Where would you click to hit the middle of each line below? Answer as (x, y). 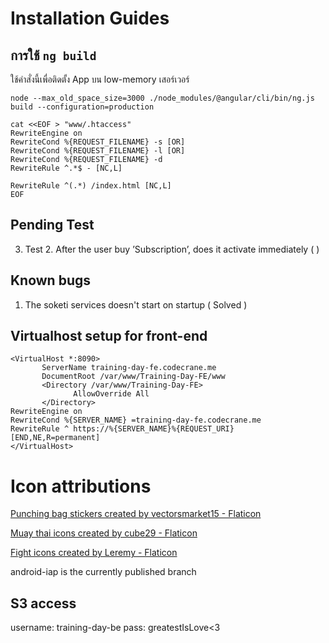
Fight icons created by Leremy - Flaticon (94, 553)
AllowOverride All (111, 394)
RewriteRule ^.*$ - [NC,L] (66, 168)
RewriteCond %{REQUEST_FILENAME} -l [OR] (98, 151)
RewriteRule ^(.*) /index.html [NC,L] (91, 186)
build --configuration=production (82, 107)
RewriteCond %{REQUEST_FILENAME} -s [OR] (98, 142)
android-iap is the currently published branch (103, 572)
